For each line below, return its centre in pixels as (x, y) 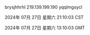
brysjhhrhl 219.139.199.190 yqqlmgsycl (44, 7)
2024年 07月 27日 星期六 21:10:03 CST (44, 17)
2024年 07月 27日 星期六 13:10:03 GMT (45, 28)
